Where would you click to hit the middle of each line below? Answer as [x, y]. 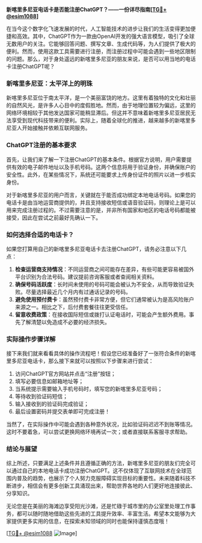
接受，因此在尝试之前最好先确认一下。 [54, 217]
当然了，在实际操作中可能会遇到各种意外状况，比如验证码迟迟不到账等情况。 [101, 424]
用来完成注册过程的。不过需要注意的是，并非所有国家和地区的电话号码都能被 [101, 210]
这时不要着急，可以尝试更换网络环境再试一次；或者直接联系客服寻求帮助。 [98, 432]
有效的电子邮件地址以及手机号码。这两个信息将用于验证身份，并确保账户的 [103, 167]
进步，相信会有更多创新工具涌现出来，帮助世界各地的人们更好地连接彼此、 [103, 486]
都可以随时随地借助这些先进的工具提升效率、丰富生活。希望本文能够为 [103, 514]
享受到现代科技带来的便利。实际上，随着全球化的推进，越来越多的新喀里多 [103, 121]
